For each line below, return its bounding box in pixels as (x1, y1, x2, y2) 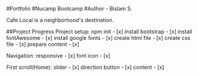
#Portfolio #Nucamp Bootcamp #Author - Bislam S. (6, 5, 133, 12)
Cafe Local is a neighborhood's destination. (6, 17, 114, 23)
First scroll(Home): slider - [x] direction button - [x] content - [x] (6, 64, 164, 71)
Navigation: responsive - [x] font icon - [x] (6, 52, 111, 59)
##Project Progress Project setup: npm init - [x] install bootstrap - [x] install (6, 28, 193, 35)
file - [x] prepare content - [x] (6, 41, 80, 47)
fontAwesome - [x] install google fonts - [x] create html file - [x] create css (6, 34, 191, 41)
